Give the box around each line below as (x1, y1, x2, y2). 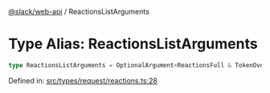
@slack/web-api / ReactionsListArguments (8, 7, 150, 16)
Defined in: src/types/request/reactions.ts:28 (8, 75, 158, 85)
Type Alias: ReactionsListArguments (8, 35, 259, 53)
